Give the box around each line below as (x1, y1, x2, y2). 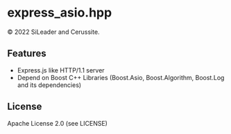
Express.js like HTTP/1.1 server (17, 66, 105, 74)
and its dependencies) (17, 81, 82, 89)
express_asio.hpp (7, 5, 112, 21)
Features (7, 48, 46, 59)
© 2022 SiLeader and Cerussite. (7, 28, 100, 36)
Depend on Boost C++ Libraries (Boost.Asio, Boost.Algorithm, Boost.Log (17, 73, 225, 82)
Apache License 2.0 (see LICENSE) (7, 119, 108, 127)
